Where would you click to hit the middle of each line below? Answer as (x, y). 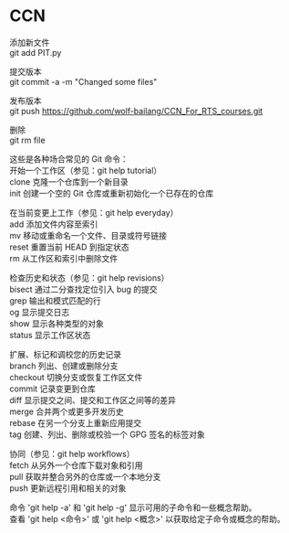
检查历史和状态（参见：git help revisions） (89, 277)
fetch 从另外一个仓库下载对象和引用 (76, 465)
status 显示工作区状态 (50, 335)
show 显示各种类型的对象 (57, 323)
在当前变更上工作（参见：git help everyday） (94, 212)
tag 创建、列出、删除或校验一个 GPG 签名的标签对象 (107, 434)
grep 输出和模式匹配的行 (56, 300)
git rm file (27, 140)
